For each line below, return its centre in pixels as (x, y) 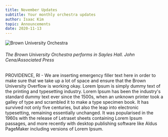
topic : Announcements (28, 24)
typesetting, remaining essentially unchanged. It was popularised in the (79, 113)
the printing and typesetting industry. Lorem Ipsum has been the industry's (83, 92)
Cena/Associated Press (30, 60)
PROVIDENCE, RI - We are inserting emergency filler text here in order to (81, 76)
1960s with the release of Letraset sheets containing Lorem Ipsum (74, 118)
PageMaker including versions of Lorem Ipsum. (54, 129)
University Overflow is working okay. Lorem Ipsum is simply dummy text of (83, 86)
